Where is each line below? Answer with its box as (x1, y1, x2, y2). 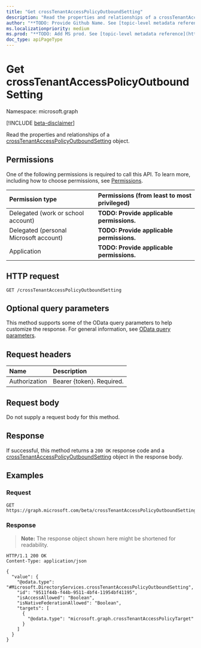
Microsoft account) (9, 233, 63, 242)
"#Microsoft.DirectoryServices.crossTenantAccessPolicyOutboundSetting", (6, 584, 194, 590)
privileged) (98, 198, 130, 207)
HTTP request (6, 271, 60, 282)
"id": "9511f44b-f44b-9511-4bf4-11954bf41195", (17, 589, 138, 595)
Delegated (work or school (9, 209, 84, 217)
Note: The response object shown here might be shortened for (20, 535, 176, 542)
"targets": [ (17, 605, 50, 611)
